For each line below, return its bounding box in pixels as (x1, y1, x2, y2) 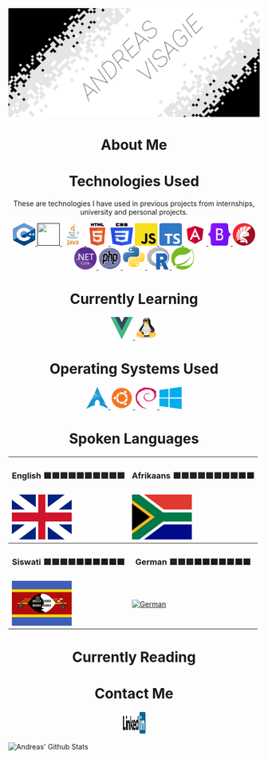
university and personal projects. (80, 208, 188, 217)
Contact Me (94, 685, 174, 703)
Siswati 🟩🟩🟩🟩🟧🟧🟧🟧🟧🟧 (11, 556, 125, 567)
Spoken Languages (69, 430, 199, 448)
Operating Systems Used (49, 360, 219, 378)
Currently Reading (72, 648, 196, 666)
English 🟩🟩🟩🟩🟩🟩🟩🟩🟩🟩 (11, 470, 125, 481)
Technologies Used (69, 172, 199, 191)
